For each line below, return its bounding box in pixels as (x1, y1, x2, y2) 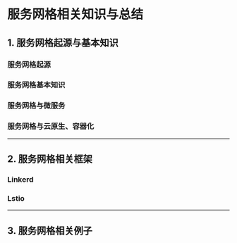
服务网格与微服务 (7, 101, 66, 111)
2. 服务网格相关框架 (7, 153, 93, 166)
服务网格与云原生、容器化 (7, 121, 95, 131)
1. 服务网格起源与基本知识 (7, 37, 119, 49)
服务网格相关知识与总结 (7, 6, 144, 23)
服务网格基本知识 (7, 80, 66, 90)
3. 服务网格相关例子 (7, 225, 93, 237)
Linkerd (7, 174, 34, 184)
